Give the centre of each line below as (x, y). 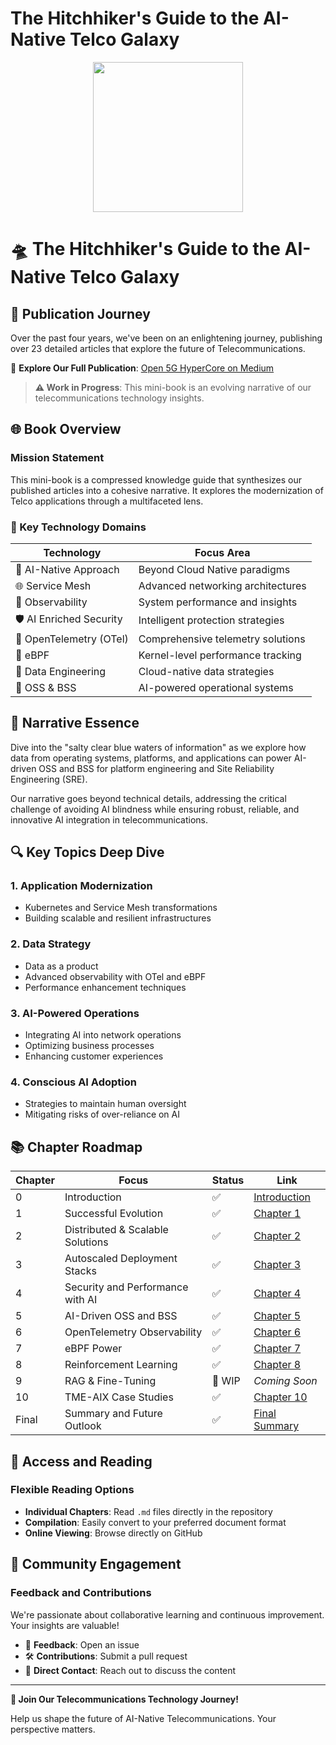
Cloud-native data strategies (206, 671)
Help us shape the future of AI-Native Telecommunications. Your (143, 1718)
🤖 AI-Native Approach (67, 569)
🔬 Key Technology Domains (78, 527)
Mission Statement (57, 458)
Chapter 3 (277, 1265)
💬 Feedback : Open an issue (82, 1644)
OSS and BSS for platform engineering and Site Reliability (156, 768)
